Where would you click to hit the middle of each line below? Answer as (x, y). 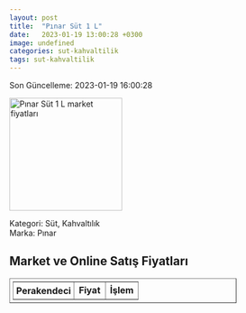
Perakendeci (44, 290)
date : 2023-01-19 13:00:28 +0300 (76, 34)
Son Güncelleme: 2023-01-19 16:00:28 (81, 85)
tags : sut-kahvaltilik (52, 60)
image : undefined (42, 43)
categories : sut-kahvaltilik (64, 51)
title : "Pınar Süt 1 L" (56, 26)
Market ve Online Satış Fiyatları (99, 261)
